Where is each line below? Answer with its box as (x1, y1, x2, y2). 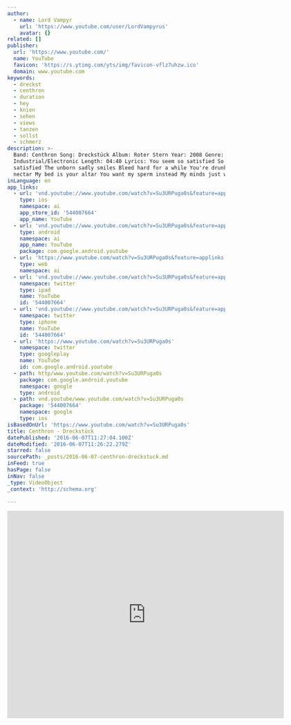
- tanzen (13, 126, 39, 133)
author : (7, 10, 30, 17)
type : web (19, 261, 48, 267)
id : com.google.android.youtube (19, 364, 113, 370)
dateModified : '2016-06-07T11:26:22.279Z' (7, 440, 131, 448)
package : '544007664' (19, 402, 82, 409)
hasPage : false (7, 467, 51, 473)
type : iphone (19, 319, 57, 326)
